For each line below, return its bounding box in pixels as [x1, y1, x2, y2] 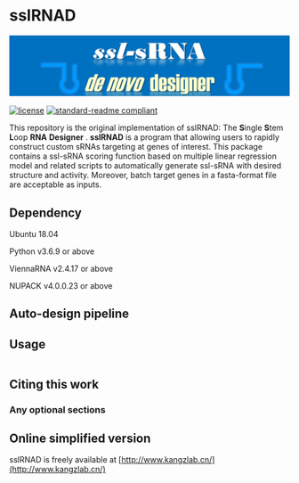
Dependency [9, 205, 82, 220]
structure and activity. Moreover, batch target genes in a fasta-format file [9, 170, 278, 181]
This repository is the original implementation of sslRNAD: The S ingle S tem [9, 122, 284, 134]
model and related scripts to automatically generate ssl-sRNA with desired [9, 160, 282, 171]
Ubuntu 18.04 [9, 229, 59, 240]
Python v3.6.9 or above [9, 246, 95, 257]
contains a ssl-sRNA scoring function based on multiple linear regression [9, 151, 278, 161]
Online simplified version [9, 430, 151, 446]
